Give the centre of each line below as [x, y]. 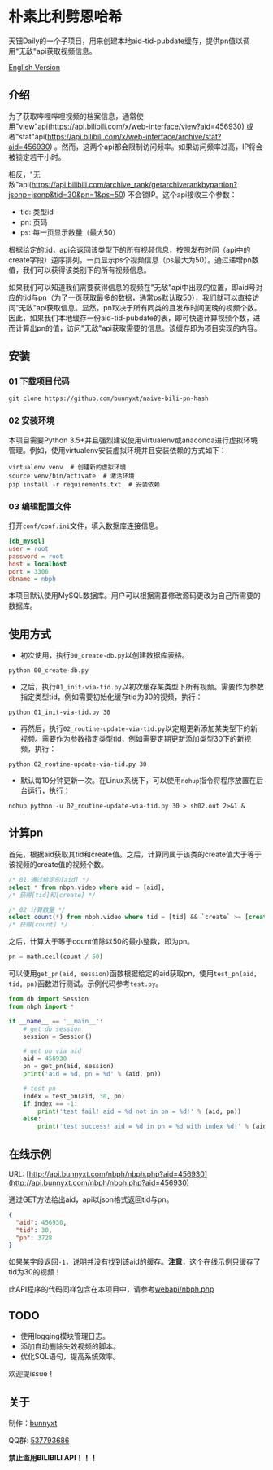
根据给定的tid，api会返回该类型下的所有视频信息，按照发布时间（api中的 [130, 249]
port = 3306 [28, 571]
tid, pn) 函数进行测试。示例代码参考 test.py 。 [86, 984]
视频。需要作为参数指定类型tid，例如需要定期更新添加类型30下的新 [132, 739]
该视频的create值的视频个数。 [58, 864]
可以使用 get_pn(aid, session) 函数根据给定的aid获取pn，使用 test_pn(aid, [133, 974]
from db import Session [49, 999]
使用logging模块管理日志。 [65, 1336]
